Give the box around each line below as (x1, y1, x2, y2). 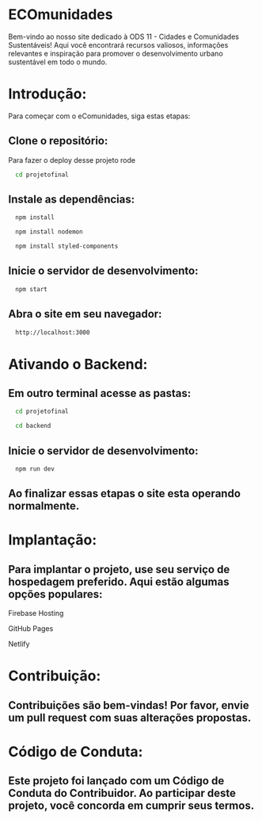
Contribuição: (8, 667, 101, 685)
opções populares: (8, 587, 103, 601)
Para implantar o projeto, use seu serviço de (8, 562, 230, 576)
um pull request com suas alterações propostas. (8, 710, 252, 724)
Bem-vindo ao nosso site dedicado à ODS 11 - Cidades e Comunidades (8, 32, 240, 41)
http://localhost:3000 (15, 328, 90, 337)
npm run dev (15, 464, 55, 473)
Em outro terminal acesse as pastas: (8, 387, 192, 400)
